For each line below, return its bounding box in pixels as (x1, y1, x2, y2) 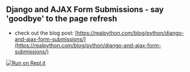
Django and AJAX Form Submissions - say (6, 5, 164, 15)
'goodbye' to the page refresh (6, 14, 117, 24)
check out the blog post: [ (14, 29, 77, 36)
